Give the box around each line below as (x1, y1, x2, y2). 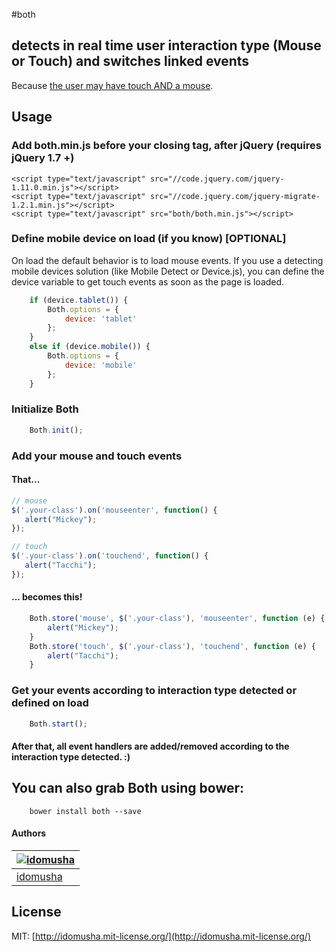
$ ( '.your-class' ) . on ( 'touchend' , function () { (11, 551, 209, 561)
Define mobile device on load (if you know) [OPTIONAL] (11, 232, 287, 246)
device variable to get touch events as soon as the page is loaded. (11, 275, 285, 288)
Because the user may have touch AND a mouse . (11, 79, 214, 91)
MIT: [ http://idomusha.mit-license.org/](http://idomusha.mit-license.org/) (11, 930, 312, 942)
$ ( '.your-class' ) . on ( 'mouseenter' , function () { (11, 505, 218, 515)
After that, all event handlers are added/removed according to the (11, 740, 290, 753)
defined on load (11, 696, 89, 710)
